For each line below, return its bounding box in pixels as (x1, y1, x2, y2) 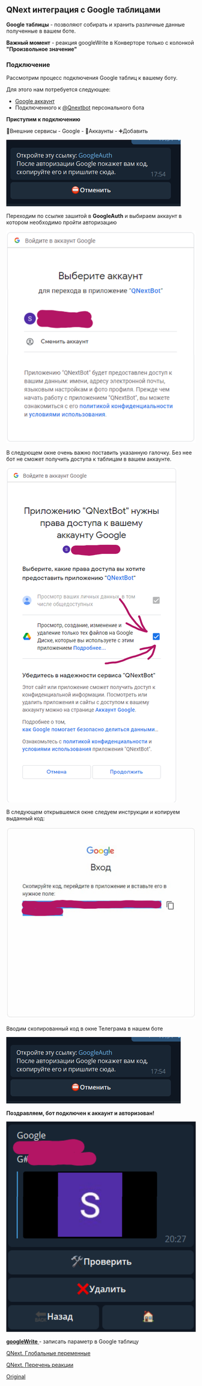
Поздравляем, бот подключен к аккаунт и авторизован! (6, 1109, 155, 1117)
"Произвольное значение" (6, 45, 77, 53)
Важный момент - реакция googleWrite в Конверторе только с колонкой (6, 39, 194, 46)
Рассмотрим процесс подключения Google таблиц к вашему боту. (6, 74, 178, 82)
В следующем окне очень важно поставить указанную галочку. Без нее (6, 449, 192, 457)
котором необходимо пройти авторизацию (6, 219, 117, 226)
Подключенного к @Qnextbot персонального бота (14, 104, 144, 111)
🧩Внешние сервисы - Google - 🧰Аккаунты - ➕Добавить (6, 127, 148, 135)
